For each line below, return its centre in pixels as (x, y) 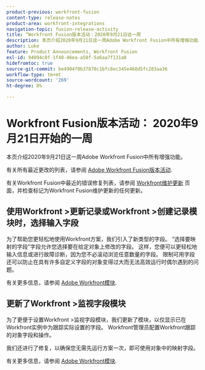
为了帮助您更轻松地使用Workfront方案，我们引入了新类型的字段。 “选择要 (99, 239)
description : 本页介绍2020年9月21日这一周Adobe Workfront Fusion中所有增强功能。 (105, 40)
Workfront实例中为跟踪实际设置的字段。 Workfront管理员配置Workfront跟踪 (101, 327)
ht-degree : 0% (24, 86)
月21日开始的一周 (49, 139)
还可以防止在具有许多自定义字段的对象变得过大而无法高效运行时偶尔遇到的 (100, 262)
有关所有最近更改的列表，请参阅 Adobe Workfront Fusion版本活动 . (89, 169)
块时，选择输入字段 (42, 223)
